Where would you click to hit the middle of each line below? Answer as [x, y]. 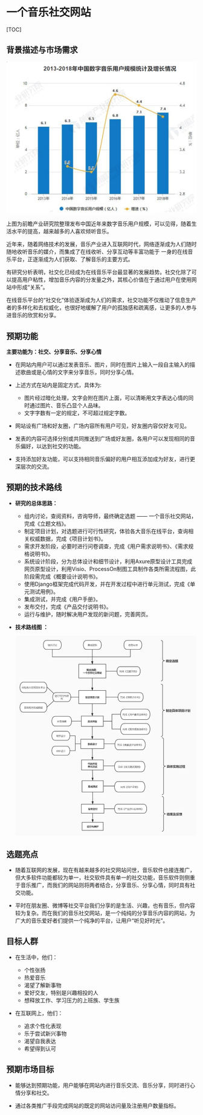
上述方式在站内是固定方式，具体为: [58, 385]
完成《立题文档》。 [47, 523]
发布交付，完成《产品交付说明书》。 [68, 606]
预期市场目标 [30, 1069]
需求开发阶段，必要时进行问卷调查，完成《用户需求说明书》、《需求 [106, 546]
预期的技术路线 [34, 487]
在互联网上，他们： [39, 1013]
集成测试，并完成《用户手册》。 [63, 599]
